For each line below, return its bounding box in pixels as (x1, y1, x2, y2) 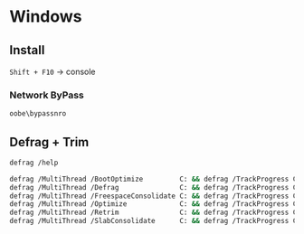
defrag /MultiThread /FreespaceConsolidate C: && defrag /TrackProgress (9, 192, 290, 201)
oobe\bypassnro (9, 109, 67, 118)
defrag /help (9, 158, 59, 167)
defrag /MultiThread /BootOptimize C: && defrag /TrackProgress (9, 174, 290, 183)
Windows (9, 6, 82, 27)
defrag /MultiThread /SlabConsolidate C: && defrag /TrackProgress (9, 217, 290, 226)
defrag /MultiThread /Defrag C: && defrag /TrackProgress (9, 183, 290, 192)
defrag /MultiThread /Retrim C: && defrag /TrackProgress (9, 208, 290, 218)
